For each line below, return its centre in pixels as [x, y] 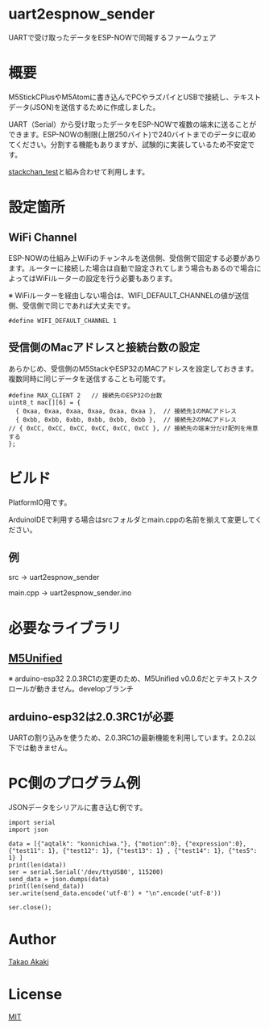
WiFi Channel [43, 238]
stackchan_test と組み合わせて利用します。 [79, 171]
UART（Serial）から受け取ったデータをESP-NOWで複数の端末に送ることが [132, 124]
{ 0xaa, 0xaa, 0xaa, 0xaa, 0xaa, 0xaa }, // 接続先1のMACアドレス [126, 411]
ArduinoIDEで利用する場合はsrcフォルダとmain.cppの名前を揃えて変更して [132, 519]
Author [32, 940]
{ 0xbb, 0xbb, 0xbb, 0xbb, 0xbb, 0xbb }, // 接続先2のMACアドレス [126, 420]
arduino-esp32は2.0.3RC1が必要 [91, 717]
